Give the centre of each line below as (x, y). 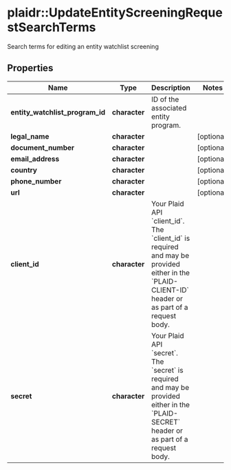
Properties (30, 68)
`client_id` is (170, 238)
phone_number (36, 181)
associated (169, 108)
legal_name (30, 136)
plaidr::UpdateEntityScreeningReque (115, 13)
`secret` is (167, 370)
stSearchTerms (52, 27)
